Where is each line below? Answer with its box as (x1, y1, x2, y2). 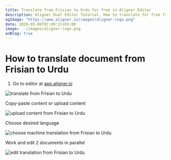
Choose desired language (5, 120, 60, 126)
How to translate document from (5, 53, 146, 65)
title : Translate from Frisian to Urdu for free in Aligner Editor (5, 7, 152, 13)
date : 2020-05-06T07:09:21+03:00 (5, 21, 76, 27)
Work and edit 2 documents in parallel (5, 139, 85, 145)
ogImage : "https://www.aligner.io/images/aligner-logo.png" (5, 17, 136, 22)
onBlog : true (5, 31, 33, 36)
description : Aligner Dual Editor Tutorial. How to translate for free (5, 12, 160, 17)
